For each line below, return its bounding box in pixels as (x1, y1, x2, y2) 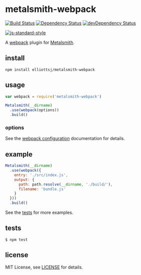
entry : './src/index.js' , (14, 172, 68, 177)
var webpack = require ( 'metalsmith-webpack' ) (5, 94, 101, 99)
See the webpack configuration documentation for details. (5, 135, 125, 141)
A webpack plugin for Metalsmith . (5, 39, 75, 45)
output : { (14, 177, 35, 182)
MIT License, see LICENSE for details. (5, 264, 83, 270)
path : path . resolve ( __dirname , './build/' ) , (18, 181, 113, 187)
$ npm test (5, 237, 28, 242)
